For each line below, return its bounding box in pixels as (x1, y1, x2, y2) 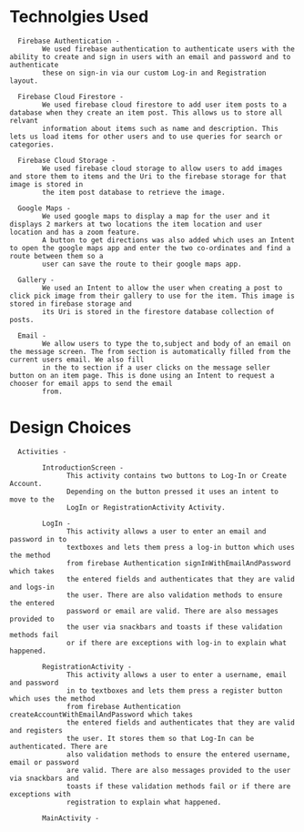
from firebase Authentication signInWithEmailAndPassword (66, 558, 291, 568)
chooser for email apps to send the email (9, 379, 173, 388)
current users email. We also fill (9, 355, 145, 364)
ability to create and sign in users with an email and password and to (9, 52, 291, 61)
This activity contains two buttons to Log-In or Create (66, 471, 287, 480)
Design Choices (9, 417, 132, 438)
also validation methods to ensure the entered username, (66, 749, 291, 759)
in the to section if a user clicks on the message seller (42, 362, 271, 372)
